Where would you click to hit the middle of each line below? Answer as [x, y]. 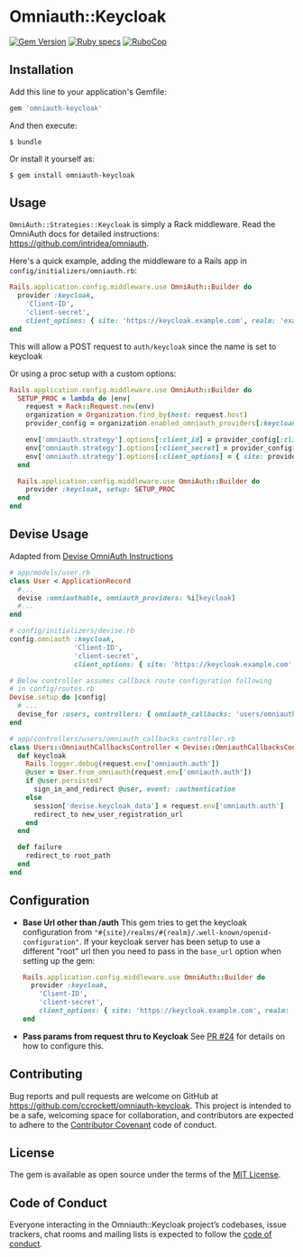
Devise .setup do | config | [58, 697]
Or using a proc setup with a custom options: [93, 373]
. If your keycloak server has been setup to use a [170, 941]
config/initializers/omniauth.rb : [73, 271]
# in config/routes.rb [52, 689]
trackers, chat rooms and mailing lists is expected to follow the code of [141, 1234]
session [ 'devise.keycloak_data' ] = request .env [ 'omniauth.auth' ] [158, 806]
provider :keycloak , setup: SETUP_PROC [101, 490]
